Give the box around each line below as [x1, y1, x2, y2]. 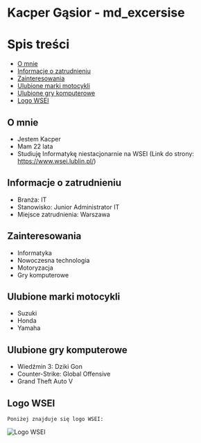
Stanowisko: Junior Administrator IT [17, 202, 120, 211]
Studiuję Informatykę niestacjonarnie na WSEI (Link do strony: [17, 149, 194, 157]
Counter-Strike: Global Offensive [17, 370, 111, 379]
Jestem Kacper [17, 134, 61, 143]
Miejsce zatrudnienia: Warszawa [17, 210, 111, 218]
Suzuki [17, 309, 37, 318]
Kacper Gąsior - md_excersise [7, 5, 185, 21]
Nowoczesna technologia [17, 256, 90, 264]
